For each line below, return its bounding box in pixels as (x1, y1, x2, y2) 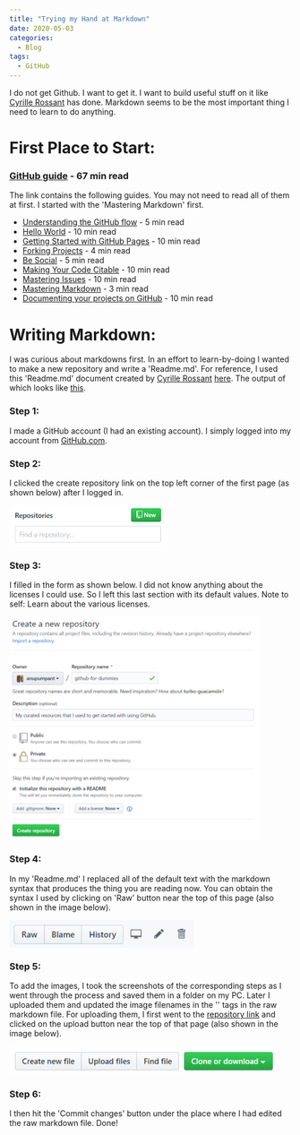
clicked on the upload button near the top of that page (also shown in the (9, 1018, 279, 1029)
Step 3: (9, 559, 42, 572)
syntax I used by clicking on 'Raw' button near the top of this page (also (9, 892, 275, 903)
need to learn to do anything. (9, 107, 116, 116)
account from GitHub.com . (9, 434, 107, 445)
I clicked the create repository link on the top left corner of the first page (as (9, 477, 290, 488)
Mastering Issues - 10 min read (21, 274, 137, 285)
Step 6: (9, 1088, 42, 1100)
